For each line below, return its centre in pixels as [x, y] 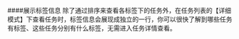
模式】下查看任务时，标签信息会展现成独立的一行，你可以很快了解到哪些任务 [120, 19]
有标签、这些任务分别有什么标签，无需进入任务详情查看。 [92, 28]
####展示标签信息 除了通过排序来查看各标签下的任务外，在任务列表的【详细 [119, 10]
